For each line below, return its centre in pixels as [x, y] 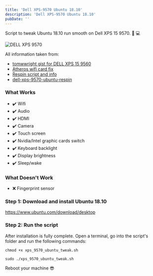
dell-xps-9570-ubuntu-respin [42, 80]
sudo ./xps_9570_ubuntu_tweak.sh [39, 259]
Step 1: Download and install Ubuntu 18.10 [56, 201]
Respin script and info [35, 74]
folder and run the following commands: [46, 241]
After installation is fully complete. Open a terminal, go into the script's [77, 236]
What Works [20, 92]
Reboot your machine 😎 [30, 268]
